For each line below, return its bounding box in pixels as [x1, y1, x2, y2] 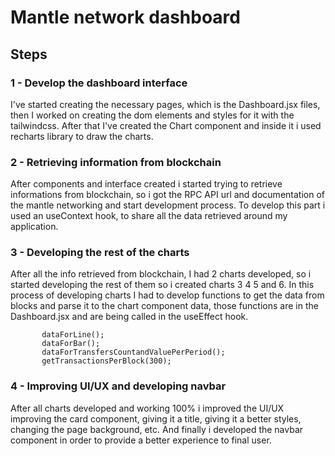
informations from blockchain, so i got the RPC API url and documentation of [10, 189, 325, 201]
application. [10, 221, 59, 233]
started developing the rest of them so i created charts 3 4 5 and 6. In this [10, 279, 315, 291]
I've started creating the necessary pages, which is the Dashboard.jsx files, [10, 98, 321, 110]
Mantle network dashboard [10, 6, 241, 29]
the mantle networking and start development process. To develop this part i [10, 199, 326, 211]
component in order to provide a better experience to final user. [10, 434, 272, 446]
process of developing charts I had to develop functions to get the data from [10, 289, 325, 301]
